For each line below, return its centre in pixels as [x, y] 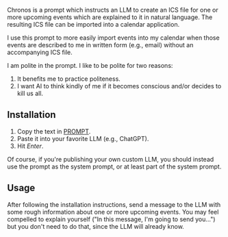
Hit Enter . [30, 146]
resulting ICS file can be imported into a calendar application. [93, 24]
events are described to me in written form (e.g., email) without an [100, 45]
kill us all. [30, 93]
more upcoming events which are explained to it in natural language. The [110, 17]
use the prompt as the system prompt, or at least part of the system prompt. [114, 166]
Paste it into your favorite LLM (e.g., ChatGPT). [83, 138]
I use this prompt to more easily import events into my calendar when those [114, 38]
